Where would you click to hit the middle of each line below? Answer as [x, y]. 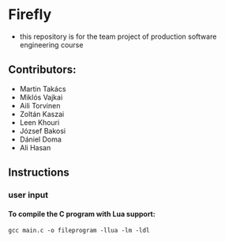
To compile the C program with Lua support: [82, 214]
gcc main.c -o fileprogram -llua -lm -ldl [79, 231]
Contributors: [42, 70]
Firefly [30, 15]
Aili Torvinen [40, 105]
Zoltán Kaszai [42, 114]
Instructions [39, 173]
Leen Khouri [39, 122]
